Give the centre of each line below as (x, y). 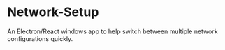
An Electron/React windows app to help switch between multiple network (112, 31)
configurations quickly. (40, 38)
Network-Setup (53, 12)
